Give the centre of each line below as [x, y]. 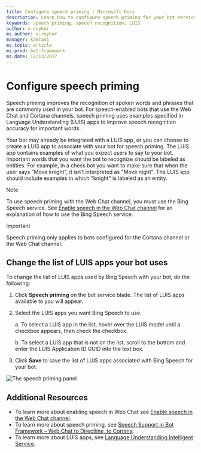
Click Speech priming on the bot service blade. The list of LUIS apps [100, 295]
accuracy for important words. [44, 128]
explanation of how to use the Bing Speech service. [70, 214]
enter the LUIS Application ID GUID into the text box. [79, 349]
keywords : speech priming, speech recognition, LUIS [73, 23]
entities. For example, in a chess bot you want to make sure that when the [97, 165]
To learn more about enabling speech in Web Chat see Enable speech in [104, 412]
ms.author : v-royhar [32, 34]
